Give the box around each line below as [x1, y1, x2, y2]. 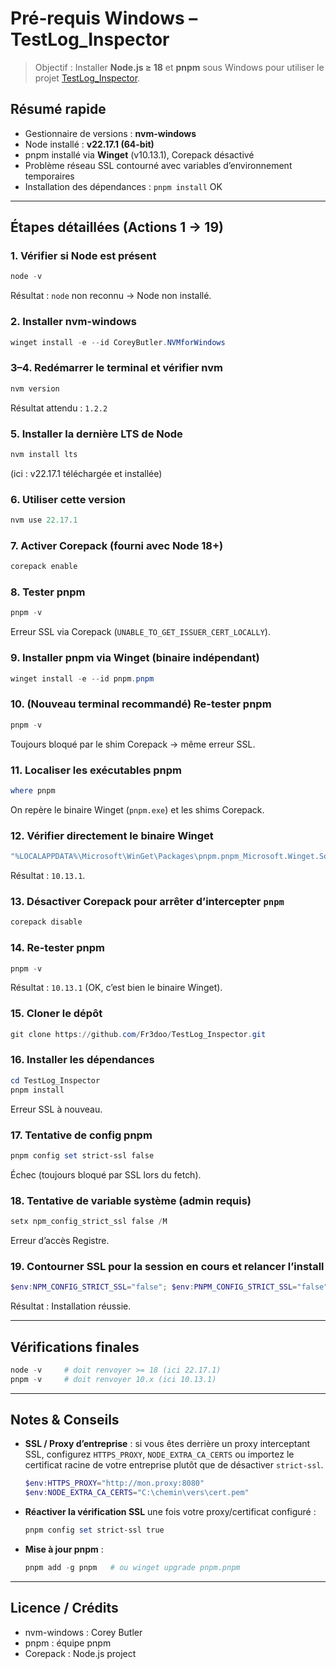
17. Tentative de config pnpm [10, 1128, 153, 1142]
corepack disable [10, 917, 83, 927]
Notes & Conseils [10, 1412, 120, 1429]
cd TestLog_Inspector [10, 1075, 101, 1086]
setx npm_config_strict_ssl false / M [10, 1217, 168, 1227]
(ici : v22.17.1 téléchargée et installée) [10, 467, 163, 479]
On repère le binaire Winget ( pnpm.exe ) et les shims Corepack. [10, 803, 265, 816]
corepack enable [10, 562, 78, 572]
